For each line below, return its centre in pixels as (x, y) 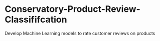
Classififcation (36, 20)
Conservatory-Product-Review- (73, 9)
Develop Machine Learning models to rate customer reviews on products (80, 33)
